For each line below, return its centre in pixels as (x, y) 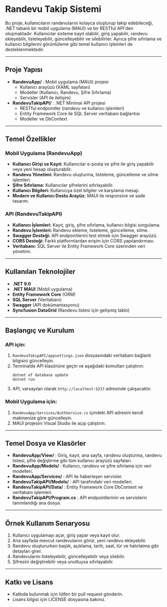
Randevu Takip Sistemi (53, 9)
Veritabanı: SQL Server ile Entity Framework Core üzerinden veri (79, 246)
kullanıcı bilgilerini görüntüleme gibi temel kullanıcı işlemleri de (69, 44)
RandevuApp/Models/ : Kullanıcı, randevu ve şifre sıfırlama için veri (82, 466)
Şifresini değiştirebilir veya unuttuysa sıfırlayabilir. (63, 562)
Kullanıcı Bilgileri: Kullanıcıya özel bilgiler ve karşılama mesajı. (76, 191)
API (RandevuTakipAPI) (34, 214)
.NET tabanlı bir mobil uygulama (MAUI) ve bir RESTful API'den (69, 28)
